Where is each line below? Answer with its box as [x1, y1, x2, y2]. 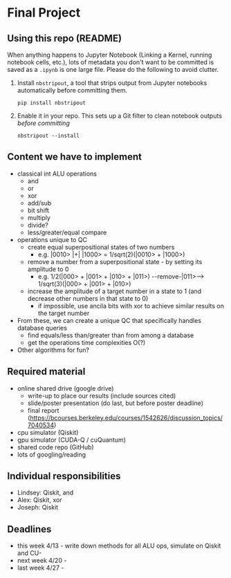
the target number [37, 309, 90, 317]
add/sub [27, 198, 52, 207]
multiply [27, 213, 50, 222]
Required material [7, 366, 86, 377]
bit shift [27, 206, 50, 214]
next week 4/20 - [17, 557, 67, 565]
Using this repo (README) [7, 32, 122, 44]
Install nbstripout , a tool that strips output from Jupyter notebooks [17, 79, 207, 87]
